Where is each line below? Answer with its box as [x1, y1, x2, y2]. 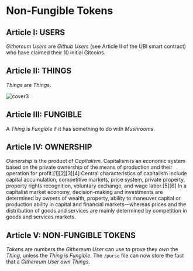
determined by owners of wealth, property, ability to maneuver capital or [6, 194, 181, 202]
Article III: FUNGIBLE [6, 110, 82, 120]
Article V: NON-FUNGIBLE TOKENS [6, 230, 136, 240]
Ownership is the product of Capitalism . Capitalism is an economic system [6, 158, 186, 165]
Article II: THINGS [6, 66, 72, 76]
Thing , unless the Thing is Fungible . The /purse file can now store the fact [6, 252, 184, 259]
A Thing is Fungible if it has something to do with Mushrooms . [6, 125, 155, 132]
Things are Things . [6, 81, 51, 88]
